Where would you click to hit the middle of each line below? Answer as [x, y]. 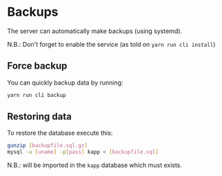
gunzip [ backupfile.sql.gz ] [48, 146]
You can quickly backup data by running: [65, 82]
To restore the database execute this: [60, 133]
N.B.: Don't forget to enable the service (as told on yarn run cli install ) [111, 44]
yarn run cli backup [37, 95]
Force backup [37, 66]
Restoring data [40, 117]
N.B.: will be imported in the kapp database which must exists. [95, 165]
